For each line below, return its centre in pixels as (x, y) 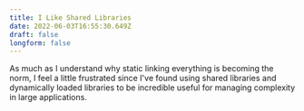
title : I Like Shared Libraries (70, 18)
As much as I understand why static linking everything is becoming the (142, 69)
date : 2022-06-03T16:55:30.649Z (70, 26)
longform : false (40, 43)
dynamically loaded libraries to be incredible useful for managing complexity (152, 88)
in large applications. (49, 97)
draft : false (34, 34)
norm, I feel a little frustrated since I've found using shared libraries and (143, 79)
